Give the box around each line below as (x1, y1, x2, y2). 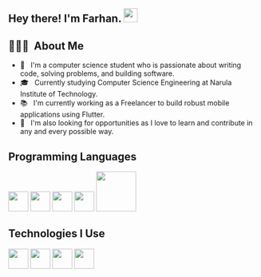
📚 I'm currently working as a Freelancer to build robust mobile (19, 98, 230, 108)
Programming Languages (8, 149, 137, 164)
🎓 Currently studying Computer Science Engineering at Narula (19, 77, 232, 88)
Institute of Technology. (19, 89, 98, 99)
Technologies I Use (8, 227, 105, 240)
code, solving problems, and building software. (19, 69, 175, 78)
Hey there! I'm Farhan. (8, 12, 122, 26)
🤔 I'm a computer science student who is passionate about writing (19, 61, 242, 70)
